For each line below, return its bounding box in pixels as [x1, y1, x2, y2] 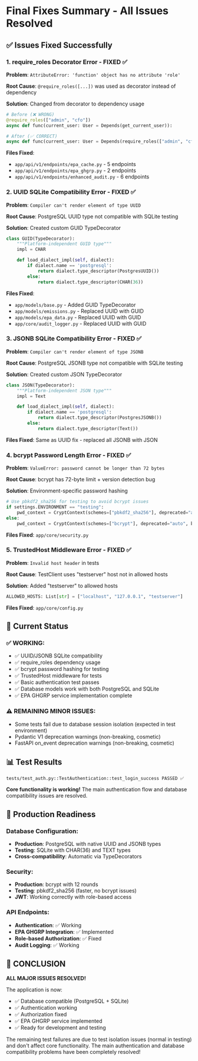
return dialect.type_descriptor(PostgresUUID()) [37, 268, 160, 274]
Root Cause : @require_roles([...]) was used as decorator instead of [6, 82, 176, 90]
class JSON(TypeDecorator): [6, 382, 75, 388]
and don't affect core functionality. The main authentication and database [6, 1042, 184, 1049]
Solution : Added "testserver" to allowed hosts [6, 582, 118, 589]
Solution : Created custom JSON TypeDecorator [6, 371, 123, 378]
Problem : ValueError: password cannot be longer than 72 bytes [6, 464, 165, 472]
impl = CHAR [16, 246, 46, 253]
